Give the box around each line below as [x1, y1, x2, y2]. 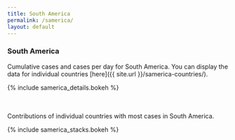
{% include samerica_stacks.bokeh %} [7, 125, 119, 134]
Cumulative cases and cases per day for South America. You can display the [7, 62, 229, 71]
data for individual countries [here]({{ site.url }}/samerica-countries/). [7, 69, 208, 78]
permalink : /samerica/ [7, 17, 74, 24]
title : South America [7, 10, 71, 17]
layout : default [7, 23, 55, 30]
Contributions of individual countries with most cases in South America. [7, 111, 215, 120]
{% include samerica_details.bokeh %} [7, 83, 119, 92]
